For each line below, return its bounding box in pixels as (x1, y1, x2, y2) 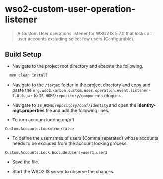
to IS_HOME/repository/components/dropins (34, 92, 121, 98)
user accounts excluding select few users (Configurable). (17, 36, 135, 42)
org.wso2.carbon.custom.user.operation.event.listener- (33, 88, 151, 93)
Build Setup (5, 50, 42, 59)
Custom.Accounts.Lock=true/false (5, 126, 74, 131)
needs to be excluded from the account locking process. (12, 140, 128, 146)
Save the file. (12, 159, 40, 165)
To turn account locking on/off (12, 117, 75, 122)
